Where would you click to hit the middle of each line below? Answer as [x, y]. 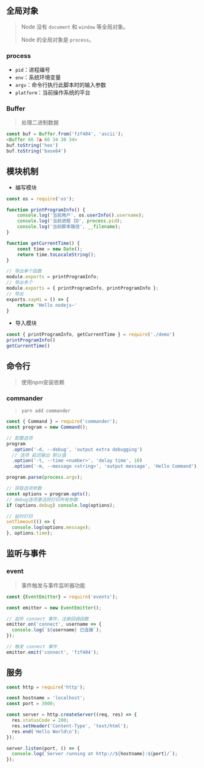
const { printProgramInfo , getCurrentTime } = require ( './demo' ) [90, 335]
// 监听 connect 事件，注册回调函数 [48, 619]
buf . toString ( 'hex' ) [32, 146]
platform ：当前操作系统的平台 [53, 92]
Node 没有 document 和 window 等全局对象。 [75, 27]
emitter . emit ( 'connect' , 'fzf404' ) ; [53, 652]
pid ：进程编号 [32, 70]
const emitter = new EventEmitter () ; [54, 608]
